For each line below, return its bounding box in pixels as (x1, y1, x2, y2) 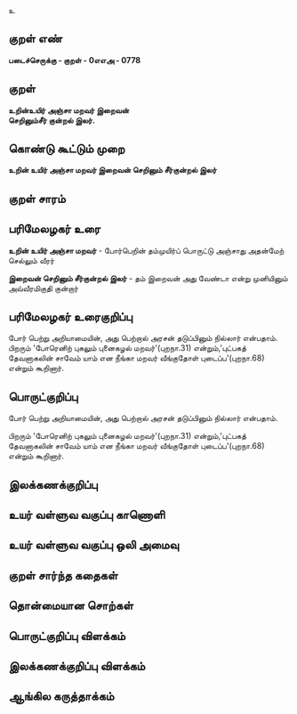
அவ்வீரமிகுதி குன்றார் (8, 282, 79, 294)
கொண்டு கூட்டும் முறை (8, 142, 125, 157)
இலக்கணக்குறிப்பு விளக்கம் (8, 659, 146, 673)
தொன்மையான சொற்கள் (8, 598, 134, 613)
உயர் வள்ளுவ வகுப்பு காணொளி (8, 507, 165, 523)
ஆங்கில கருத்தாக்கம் (8, 689, 115, 704)
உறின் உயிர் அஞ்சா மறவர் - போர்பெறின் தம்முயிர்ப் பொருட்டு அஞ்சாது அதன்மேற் (8, 245, 285, 256)
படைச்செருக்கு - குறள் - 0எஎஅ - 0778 (8, 54, 141, 65)
